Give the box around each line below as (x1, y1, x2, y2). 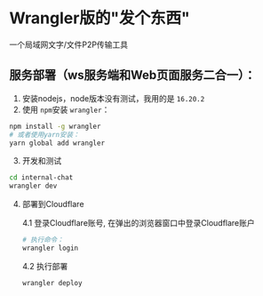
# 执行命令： (21, 236, 64, 244)
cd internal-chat (9, 173, 74, 182)
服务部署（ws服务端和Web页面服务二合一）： (9, 68, 256, 83)
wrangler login (21, 244, 79, 252)
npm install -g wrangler (9, 122, 101, 131)
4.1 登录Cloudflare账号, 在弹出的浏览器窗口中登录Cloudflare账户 (21, 218, 255, 228)
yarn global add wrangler (9, 139, 105, 148)
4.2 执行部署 (21, 260, 68, 271)
